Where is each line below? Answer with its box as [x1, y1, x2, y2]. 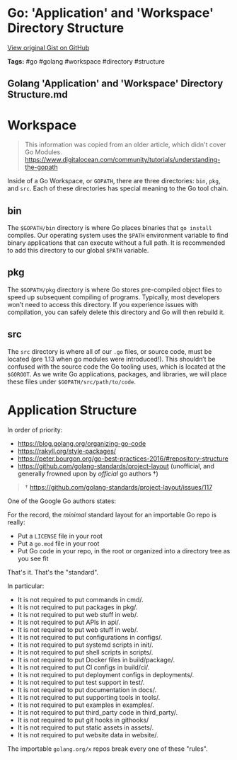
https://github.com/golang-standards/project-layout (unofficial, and [17, 461, 214, 470]
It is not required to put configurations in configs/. [17, 633, 163, 641]
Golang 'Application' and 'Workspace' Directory [7, 78, 224, 90]
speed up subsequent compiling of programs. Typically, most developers [7, 292, 221, 301]
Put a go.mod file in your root [17, 539, 100, 548]
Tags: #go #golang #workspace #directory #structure [7, 57, 165, 65]
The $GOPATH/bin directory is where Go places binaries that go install [7, 224, 212, 232]
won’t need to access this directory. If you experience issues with [7, 300, 199, 309]
